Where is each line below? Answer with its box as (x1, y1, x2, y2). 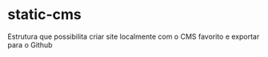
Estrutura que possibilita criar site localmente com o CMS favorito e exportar (7, 32, 260, 41)
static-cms (7, 6, 82, 24)
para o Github (7, 40, 53, 49)
